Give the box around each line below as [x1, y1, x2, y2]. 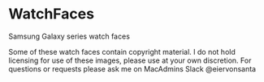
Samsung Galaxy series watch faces [8, 31, 130, 41]
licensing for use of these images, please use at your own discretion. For [8, 55, 252, 65]
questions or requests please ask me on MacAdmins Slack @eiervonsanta [8, 64, 257, 73]
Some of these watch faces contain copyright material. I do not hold [8, 47, 236, 56]
